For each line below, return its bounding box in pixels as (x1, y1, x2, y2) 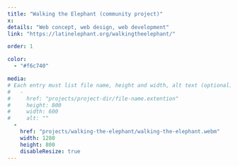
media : (7, 75, 27, 82)
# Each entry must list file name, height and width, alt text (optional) (7, 82, 233, 89)
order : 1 (7, 43, 33, 50)
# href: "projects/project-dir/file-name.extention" (7, 95, 179, 102)
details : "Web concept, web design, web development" (7, 23, 170, 31)
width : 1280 (20, 134, 55, 142)
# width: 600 (7, 108, 59, 116)
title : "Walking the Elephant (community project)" (7, 10, 163, 18)
